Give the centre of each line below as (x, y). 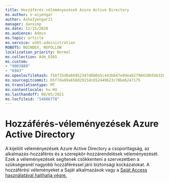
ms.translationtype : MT (30, 85)
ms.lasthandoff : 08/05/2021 (35, 94)
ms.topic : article (24, 38)
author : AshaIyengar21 (29, 19)
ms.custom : (17, 62)
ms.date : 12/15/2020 (27, 29)
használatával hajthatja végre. (36, 175)
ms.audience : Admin (26, 33)
